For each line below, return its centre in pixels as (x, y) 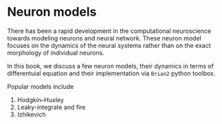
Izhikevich (31, 114)
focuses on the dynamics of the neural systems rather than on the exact (109, 45)
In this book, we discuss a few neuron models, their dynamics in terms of (111, 66)
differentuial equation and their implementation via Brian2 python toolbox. (111, 73)
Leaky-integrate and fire (51, 107)
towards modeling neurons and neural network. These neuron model (104, 38)
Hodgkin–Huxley (40, 99)
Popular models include (41, 86)
